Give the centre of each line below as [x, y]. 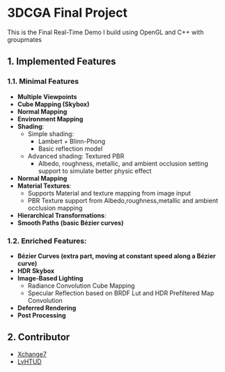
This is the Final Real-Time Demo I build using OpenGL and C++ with [106, 32]
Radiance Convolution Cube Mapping [81, 285]
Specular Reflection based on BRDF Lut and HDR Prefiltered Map [121, 293]
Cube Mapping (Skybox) [53, 104]
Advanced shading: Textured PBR [76, 156]
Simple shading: [51, 133]
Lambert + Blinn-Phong [72, 141]
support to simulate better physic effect [95, 171]
